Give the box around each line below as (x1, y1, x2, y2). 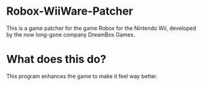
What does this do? (6, 52, 107, 66)
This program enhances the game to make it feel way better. (6, 72, 158, 80)
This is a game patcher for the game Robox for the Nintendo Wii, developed (6, 24, 197, 32)
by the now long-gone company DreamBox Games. (6, 30, 135, 38)
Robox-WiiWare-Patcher (6, 4, 133, 18)
